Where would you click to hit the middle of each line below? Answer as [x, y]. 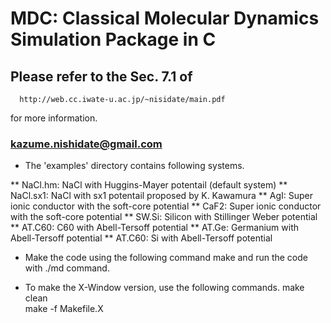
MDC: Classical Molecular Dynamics [165, 18]
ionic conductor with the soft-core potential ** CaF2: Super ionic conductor [166, 206]
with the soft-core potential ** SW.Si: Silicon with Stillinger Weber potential [164, 217]
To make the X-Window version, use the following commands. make [164, 288]
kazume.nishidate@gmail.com [86, 144]
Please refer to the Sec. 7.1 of [101, 76]
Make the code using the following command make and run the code [166, 258]
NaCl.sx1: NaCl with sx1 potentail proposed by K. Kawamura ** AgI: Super [162, 196]
